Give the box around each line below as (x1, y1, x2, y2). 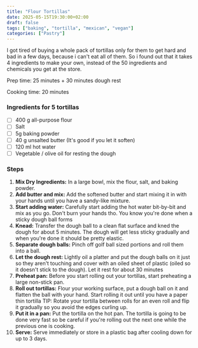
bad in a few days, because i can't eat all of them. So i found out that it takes (6, 53, 193, 60)
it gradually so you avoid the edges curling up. (15, 304, 128, 311)
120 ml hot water (15, 143, 56, 150)
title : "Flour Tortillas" (6, 8, 70, 15)
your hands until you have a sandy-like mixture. (15, 197, 130, 204)
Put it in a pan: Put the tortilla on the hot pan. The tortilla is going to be (15, 310, 186, 317)
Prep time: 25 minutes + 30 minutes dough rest (6, 77, 121, 84)
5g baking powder (15, 130, 60, 137)
